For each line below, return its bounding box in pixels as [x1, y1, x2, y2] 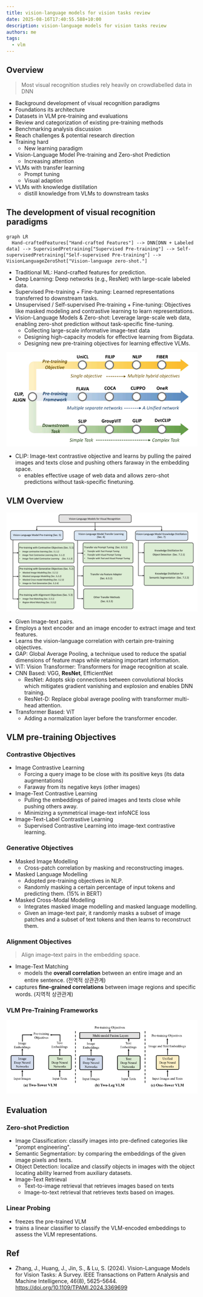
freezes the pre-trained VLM [15, 1217, 87, 1225]
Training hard [15, 138, 48, 145]
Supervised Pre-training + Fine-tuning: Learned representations [15, 288, 175, 295]
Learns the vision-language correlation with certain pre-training [15, 637, 175, 644]
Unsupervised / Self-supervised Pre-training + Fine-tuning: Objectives [15, 301, 191, 308]
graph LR [6, 234, 28, 240]
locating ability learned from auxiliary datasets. [15, 1169, 132, 1177]
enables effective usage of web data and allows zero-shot [24, 472, 170, 479]
